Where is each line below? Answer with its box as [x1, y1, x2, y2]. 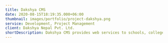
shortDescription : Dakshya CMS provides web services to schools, [5, 30, 146, 35]
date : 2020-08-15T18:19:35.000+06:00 [5, 12, 84, 17]
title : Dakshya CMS [5, 7, 46, 12]
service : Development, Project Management [5, 21, 95, 26]
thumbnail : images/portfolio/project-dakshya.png [5, 16, 111, 21]
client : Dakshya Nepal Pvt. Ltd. [5, 26, 75, 31]
